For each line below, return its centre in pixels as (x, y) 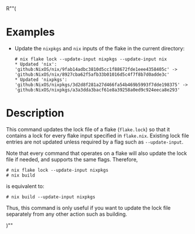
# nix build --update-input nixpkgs (51, 197)
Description (35, 113)
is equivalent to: (25, 186)
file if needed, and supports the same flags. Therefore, (72, 159)
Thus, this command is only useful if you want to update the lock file (88, 208)
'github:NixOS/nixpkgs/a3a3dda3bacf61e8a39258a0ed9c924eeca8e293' (97, 90)
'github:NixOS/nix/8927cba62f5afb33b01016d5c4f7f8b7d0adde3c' (92, 74)
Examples (30, 32)
